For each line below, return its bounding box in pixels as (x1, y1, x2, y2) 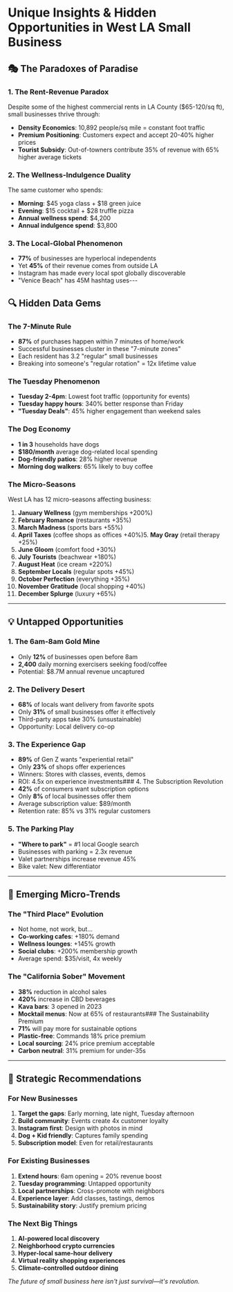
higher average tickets (17, 152, 82, 161)
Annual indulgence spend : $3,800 (17, 222, 118, 230)
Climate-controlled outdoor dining (17, 1264, 119, 1272)
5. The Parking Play (8, 824, 75, 834)
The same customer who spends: (8, 186, 103, 195)
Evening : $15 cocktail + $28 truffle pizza (17, 206, 134, 215)
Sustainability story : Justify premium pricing (17, 1201, 147, 1210)
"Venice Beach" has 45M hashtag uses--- (17, 276, 138, 285)
